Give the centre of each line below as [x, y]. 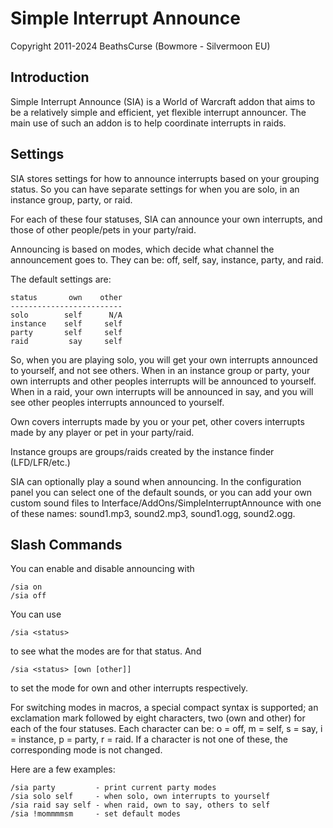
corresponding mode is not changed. [86, 750]
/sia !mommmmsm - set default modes [96, 814]
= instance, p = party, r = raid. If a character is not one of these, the [149, 739]
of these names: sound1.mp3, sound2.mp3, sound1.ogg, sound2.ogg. [153, 513]
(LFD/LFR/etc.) [40, 462]
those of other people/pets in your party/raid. [103, 229]
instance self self [66, 323]
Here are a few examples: [63, 769]
